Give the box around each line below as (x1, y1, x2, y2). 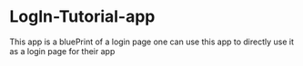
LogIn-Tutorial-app (9, 6, 156, 27)
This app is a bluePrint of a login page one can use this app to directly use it (9, 36, 294, 47)
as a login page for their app (9, 45, 116, 56)
